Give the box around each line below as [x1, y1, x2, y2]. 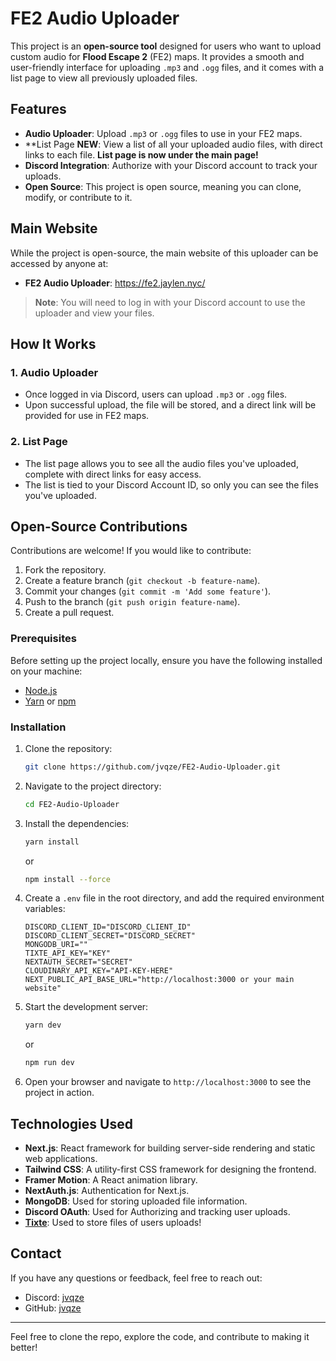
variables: [24, 903, 66, 915]
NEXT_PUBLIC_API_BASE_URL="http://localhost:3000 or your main [24, 975, 295, 985]
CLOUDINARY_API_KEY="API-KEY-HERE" [24, 966, 174, 976]
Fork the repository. [24, 564, 107, 576]
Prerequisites [10, 632, 77, 646]
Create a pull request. [24, 607, 115, 619]
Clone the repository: [24, 742, 113, 754]
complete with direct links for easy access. [24, 468, 202, 480]
